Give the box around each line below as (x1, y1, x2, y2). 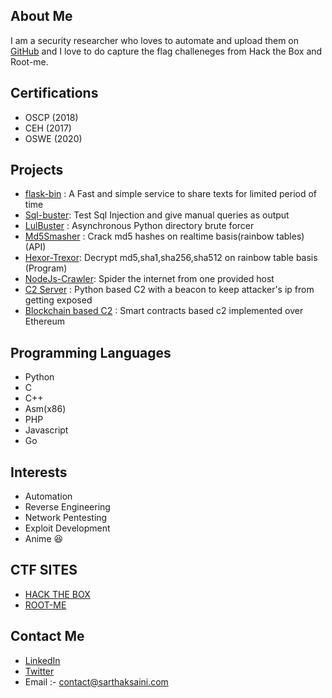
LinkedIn (24, 654, 61, 666)
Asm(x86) (24, 403, 67, 415)
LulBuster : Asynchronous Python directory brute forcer (24, 220, 255, 232)
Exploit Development (24, 522, 111, 534)
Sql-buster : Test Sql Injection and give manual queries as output (24, 209, 290, 221)
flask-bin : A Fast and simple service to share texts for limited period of (24, 188, 318, 200)
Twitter (24, 665, 55, 677)
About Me (10, 8, 73, 25)
